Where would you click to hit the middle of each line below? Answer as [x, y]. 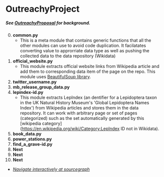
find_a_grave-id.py [33, 144]
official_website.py [33, 61]
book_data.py [27, 134]
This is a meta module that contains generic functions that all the [85, 41]
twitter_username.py [35, 82]
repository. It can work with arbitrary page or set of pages [79, 113]
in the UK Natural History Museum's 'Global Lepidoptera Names [84, 103]
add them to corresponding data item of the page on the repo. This [88, 71]
